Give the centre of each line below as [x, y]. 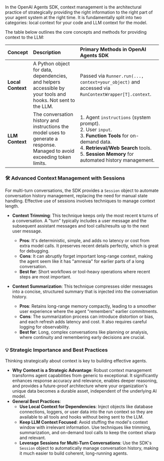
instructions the [51, 126]
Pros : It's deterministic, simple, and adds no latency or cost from [84, 241]
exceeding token [52, 157]
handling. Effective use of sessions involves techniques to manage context [80, 201]
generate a [45, 139]
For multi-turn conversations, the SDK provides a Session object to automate [82, 190]
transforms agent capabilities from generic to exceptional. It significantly [85, 375]
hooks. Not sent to [54, 100]
